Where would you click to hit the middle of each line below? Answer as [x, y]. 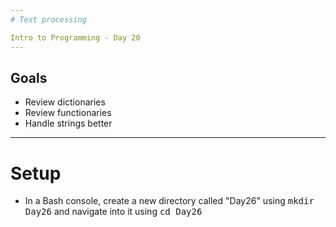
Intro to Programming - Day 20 [75, 37]
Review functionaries [68, 113]
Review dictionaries [65, 102]
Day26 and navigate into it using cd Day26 [113, 212]
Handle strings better [68, 123]
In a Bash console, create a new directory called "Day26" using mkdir [169, 201]
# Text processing [48, 19]
